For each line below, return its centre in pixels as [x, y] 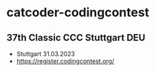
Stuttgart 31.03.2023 [45, 54]
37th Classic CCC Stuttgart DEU [76, 38]
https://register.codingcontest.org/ [65, 61]
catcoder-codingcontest [78, 13]
